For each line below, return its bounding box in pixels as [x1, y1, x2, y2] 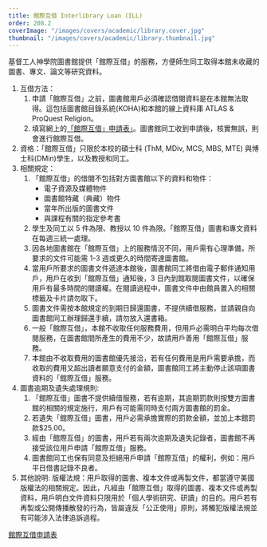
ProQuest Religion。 [31, 113, 98, 124]
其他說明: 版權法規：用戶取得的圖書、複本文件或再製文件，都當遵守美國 [19, 473, 255, 483]
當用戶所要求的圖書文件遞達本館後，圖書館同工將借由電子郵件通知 [31, 264, 249, 273]
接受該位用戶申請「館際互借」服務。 [31, 443, 151, 453]
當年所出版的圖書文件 [43, 204, 114, 213]
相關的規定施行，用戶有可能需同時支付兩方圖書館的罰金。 [45, 403, 235, 413]
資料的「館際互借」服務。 [31, 373, 116, 383]
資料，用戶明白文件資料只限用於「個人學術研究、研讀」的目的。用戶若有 [19, 493, 257, 503]
